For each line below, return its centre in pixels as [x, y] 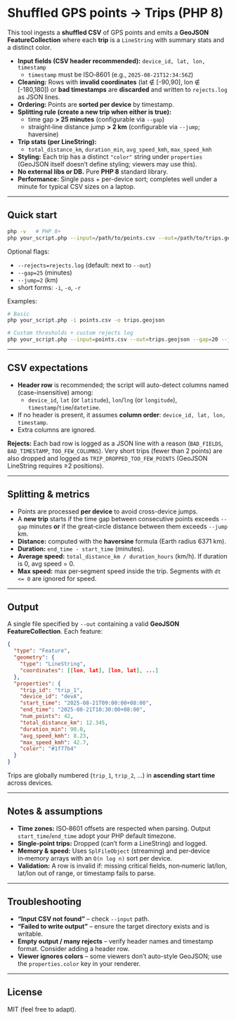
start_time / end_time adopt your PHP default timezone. [97, 836]
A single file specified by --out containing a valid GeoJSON [93, 624]
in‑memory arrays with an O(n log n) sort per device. [95, 858]
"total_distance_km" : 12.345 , [64, 722]
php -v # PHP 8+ [34, 231]
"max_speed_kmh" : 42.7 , [55, 743]
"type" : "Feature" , [42, 651]
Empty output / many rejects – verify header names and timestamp [115, 941]
